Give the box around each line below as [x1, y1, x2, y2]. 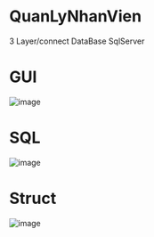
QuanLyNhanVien [9, 6, 142, 27]
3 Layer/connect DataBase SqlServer [9, 36, 145, 46]
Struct [9, 189, 57, 208]
